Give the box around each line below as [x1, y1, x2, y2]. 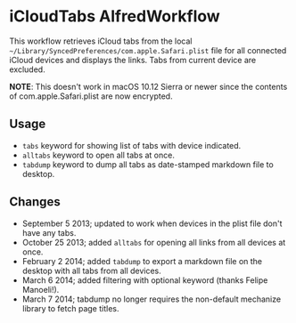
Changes [9, 194, 61, 210]
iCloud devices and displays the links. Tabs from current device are [9, 54, 257, 65]
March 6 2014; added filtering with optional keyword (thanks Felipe [21, 274, 268, 286]
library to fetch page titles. [21, 303, 119, 313]
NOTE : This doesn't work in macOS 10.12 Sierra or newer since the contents [9, 81, 288, 92]
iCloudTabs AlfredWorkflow [9, 6, 220, 27]
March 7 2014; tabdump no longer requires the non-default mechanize [21, 294, 282, 304]
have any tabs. [21, 227, 77, 238]
